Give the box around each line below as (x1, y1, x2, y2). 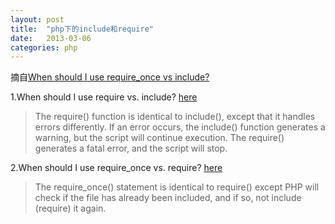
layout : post (10, 14, 65, 25)
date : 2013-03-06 (10, 33, 92, 43)
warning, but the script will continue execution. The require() (34, 132, 285, 144)
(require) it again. (34, 202, 107, 215)
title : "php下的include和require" (10, 24, 154, 34)
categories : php (10, 42, 78, 53)
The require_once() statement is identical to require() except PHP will (34, 181, 320, 193)
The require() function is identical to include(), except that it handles (34, 111, 316, 123)
